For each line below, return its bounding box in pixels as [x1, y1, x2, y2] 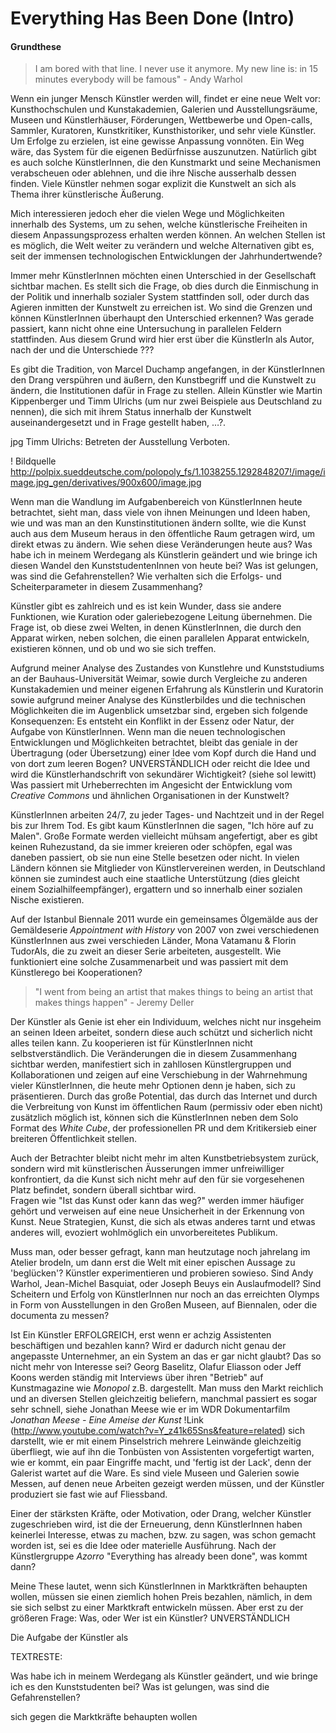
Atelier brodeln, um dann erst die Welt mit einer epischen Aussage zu [10, 1257, 296, 1269]
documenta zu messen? [10, 1310, 110, 1322]
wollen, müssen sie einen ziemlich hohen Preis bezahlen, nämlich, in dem [10, 1591, 313, 1603]
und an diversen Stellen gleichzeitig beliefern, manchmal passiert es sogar [10, 1393, 318, 1405]
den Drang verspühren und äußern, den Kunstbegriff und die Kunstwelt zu [10, 374, 317, 386]
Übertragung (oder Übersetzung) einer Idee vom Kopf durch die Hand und [10, 747, 317, 759]
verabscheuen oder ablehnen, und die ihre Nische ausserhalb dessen [10, 167, 297, 179]
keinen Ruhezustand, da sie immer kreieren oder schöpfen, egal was [10, 841, 293, 853]
